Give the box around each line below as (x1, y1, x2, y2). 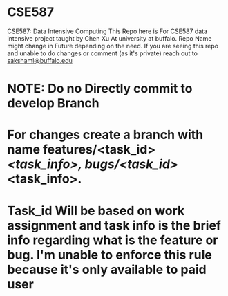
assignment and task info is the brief (7, 217, 221, 233)
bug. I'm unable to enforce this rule (7, 247, 212, 263)
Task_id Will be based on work (7, 203, 185, 219)
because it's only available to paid (7, 261, 207, 277)
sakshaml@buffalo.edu (7, 56, 73, 64)
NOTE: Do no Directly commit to (7, 81, 193, 97)
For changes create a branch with (7, 127, 204, 142)
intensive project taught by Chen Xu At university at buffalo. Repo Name (7, 34, 212, 42)
